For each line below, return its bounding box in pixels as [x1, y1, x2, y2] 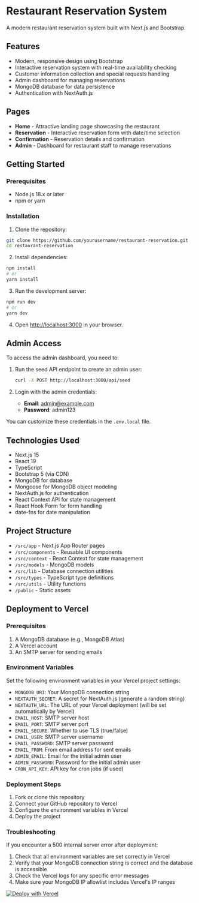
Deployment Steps [6, 780, 62, 788]
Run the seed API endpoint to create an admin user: [14, 366, 142, 373]
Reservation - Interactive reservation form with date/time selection [14, 129, 180, 136]
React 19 [14, 458, 36, 465]
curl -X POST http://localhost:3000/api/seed [14, 377, 130, 383]
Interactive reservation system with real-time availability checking [14, 64, 177, 71]
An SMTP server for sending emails [14, 648, 103, 655]
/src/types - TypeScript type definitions [14, 574, 114, 581]
